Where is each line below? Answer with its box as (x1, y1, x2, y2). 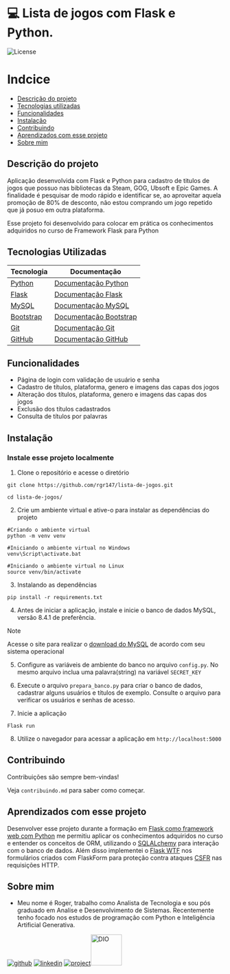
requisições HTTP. (7, 861, 60, 869)
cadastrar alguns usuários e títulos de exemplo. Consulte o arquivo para (16, 689, 221, 697)
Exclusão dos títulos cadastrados (16, 405, 111, 413)
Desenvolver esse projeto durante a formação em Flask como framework (7, 824, 214, 832)
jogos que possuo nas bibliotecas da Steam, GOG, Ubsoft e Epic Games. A (7, 184, 218, 192)
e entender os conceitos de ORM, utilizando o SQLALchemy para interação (7, 838, 220, 847)
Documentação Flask (54, 290, 123, 299)
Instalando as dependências (16, 581, 97, 589)
